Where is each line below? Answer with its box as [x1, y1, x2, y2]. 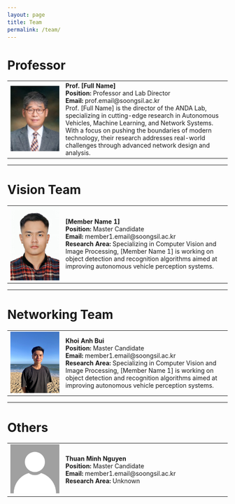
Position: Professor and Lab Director [65, 89, 171, 97]
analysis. [65, 149, 91, 157]
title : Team [7, 18, 42, 26]
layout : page [7, 11, 45, 18]
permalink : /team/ [7, 26, 61, 33]
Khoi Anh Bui [65, 336, 105, 345]
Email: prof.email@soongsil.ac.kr [65, 97, 160, 105]
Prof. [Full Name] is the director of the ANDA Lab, [65, 104, 208, 112]
